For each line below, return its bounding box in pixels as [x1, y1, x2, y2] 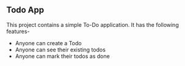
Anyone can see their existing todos [15, 46, 106, 53]
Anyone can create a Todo [15, 39, 82, 46]
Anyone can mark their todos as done [15, 52, 110, 60]
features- [6, 28, 30, 35]
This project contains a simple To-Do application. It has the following [6, 21, 179, 28]
